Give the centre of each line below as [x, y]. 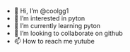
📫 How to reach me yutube [54, 41]
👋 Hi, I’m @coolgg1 [41, 11]
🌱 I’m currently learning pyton [57, 26]
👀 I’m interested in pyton [49, 18]
